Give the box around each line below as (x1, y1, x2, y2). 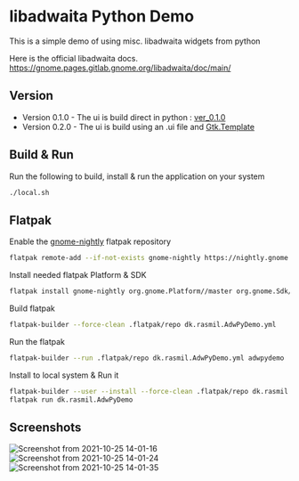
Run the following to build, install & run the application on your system (9, 171, 265, 182)
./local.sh (9, 188, 50, 197)
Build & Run (9, 147, 74, 162)
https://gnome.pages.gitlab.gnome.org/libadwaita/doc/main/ (9, 62, 231, 73)
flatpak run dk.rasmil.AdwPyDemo (9, 395, 133, 404)
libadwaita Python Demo (9, 6, 194, 27)
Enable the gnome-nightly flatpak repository (9, 236, 172, 247)
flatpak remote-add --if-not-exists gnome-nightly (9, 254, 201, 263)
